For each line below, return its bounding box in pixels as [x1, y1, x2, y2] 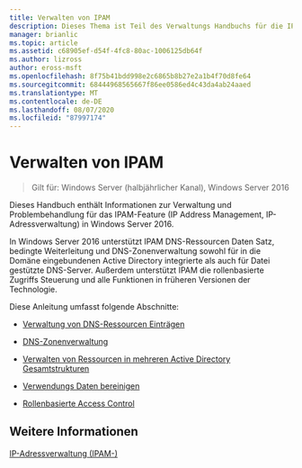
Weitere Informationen [9, 424, 139, 439]
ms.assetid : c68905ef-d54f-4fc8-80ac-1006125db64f [9, 47, 203, 56]
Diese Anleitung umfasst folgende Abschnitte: [9, 301, 180, 312]
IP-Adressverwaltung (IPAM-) [9, 447, 119, 459]
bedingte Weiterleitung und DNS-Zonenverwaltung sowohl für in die [9, 246, 262, 256]
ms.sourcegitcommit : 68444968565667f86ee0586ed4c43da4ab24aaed [9, 80, 252, 89]
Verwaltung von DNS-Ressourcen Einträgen [22, 319, 185, 329]
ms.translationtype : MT [9, 88, 99, 97]
